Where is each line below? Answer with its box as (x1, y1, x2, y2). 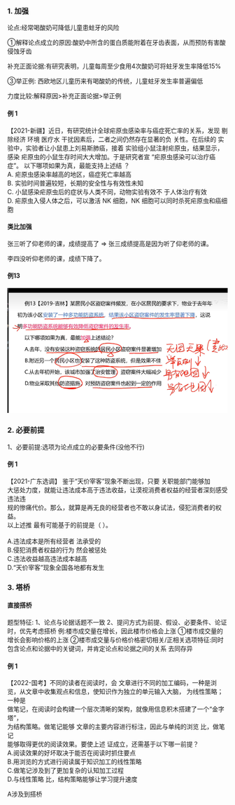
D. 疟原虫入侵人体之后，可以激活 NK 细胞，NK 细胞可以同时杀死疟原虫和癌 (7, 196, 222, 205)
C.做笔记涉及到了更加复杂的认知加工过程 (7, 766, 124, 775)
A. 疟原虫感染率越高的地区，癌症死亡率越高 (7, 170, 131, 178)
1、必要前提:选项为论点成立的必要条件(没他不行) (7, 442, 145, 451)
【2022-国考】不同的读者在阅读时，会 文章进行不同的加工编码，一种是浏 (7, 679, 217, 687)
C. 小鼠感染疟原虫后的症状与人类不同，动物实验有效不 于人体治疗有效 (7, 187, 208, 196)
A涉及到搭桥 (7, 790, 43, 799)
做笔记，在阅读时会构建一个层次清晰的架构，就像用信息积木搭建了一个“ (7, 705, 213, 713)
